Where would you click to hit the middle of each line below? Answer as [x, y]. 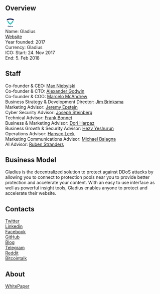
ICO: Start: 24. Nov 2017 [30, 53]
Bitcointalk [16, 258]
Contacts [20, 209]
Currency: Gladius [24, 47]
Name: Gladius [21, 31]
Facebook [16, 232]
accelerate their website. [31, 193]
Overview [21, 8]
